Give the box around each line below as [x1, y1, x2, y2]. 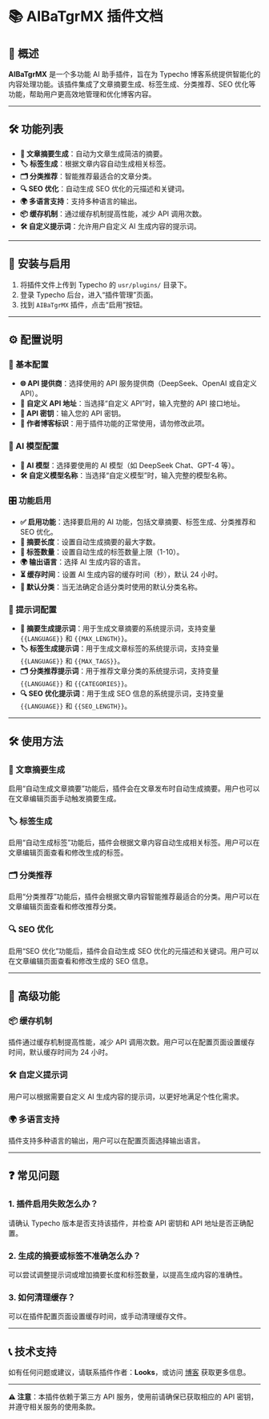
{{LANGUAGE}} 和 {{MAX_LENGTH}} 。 [19, 634, 132, 643]
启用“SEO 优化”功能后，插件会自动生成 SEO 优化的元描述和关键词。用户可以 [8, 946, 259, 956]
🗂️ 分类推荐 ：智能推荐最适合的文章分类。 [19, 171, 156, 181]
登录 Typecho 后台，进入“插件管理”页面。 [19, 290, 158, 299]
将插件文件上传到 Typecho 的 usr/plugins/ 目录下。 [19, 279, 191, 289]
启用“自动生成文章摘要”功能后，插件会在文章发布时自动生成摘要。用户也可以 [8, 784, 260, 793]
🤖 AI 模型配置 [8, 441, 59, 452]
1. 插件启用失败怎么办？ [8, 1198, 98, 1209]
